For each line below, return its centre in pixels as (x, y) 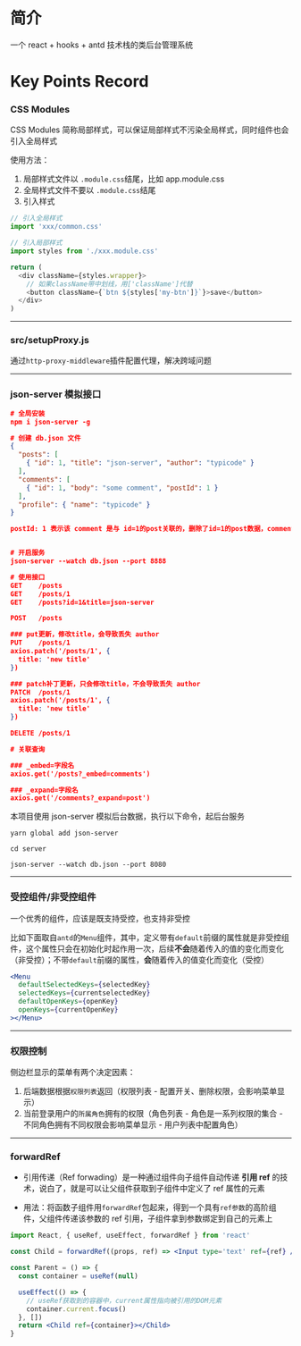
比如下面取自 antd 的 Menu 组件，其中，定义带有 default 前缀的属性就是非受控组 (150, 937)
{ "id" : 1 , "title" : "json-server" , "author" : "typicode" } (140, 463)
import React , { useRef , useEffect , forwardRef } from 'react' (130, 1236)
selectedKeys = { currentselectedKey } (84, 993)
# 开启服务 (28, 553)
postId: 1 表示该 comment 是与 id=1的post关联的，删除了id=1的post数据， (138, 529)
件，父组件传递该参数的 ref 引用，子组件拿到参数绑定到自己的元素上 (148, 1219)
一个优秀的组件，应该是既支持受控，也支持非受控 (100, 918)
